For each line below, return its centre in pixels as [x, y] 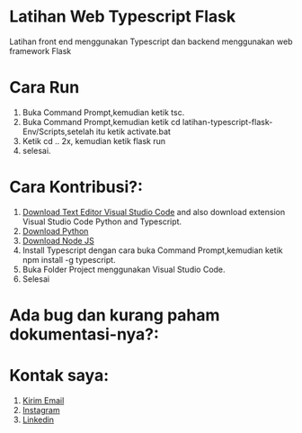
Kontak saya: [59, 376]
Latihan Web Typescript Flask [123, 17]
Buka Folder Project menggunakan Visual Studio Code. [124, 269]
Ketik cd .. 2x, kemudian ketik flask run [94, 140]
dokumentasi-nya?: [84, 334]
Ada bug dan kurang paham [115, 315]
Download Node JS [58, 240]
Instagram [41, 410]
